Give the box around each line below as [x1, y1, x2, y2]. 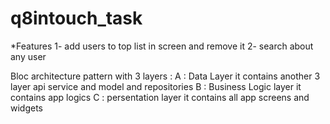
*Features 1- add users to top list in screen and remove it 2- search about [10, 40, 314, 52]
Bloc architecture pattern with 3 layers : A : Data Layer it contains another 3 [10, 70, 321, 82]
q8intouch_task [10, 7, 143, 30]
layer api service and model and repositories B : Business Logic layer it [10, 80, 302, 92]
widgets [10, 102, 44, 114]
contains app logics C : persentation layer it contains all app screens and [10, 91, 310, 103]
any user [10, 50, 47, 62]
